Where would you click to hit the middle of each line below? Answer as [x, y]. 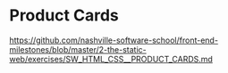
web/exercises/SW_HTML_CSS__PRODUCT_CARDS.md [111, 59]
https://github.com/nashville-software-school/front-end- [114, 40]
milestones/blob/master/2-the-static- [78, 49]
